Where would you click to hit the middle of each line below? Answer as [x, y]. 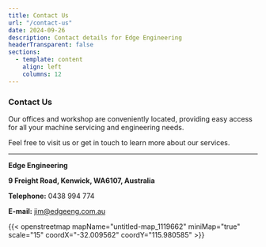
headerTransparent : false [51, 45]
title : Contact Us [38, 15]
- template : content [49, 60]
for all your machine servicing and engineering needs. [96, 127]
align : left [42, 67]
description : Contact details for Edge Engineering [95, 37]
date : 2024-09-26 [37, 30]
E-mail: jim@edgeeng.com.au [57, 211]
